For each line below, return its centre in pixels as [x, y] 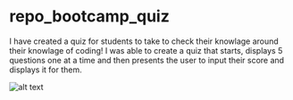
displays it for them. [46, 70]
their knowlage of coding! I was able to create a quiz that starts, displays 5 [146, 50]
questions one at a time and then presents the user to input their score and [146, 60]
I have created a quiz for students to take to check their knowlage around [144, 41]
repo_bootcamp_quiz [89, 17]
